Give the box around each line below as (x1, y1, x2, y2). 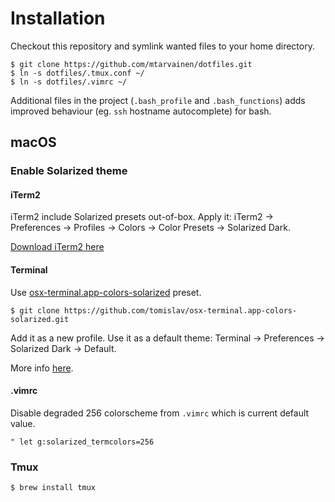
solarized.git (10, 314, 70, 324)
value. (10, 417, 36, 429)
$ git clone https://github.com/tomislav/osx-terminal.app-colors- (10, 305, 298, 316)
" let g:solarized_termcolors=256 (10, 437, 155, 447)
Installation (10, 7, 106, 30)
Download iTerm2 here (10, 241, 105, 253)
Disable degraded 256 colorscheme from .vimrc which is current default (10, 407, 310, 419)
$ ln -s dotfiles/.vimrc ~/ (10, 77, 128, 87)
